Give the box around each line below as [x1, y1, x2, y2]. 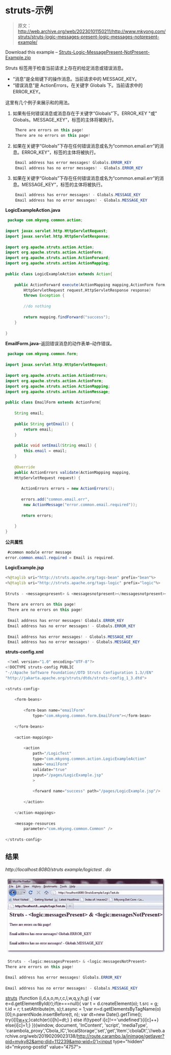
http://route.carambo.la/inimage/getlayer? [77, 1033, 164, 1039]
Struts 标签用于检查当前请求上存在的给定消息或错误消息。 [5, 65, 126, 71]
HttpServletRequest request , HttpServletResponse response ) [23, 287, 152, 293]
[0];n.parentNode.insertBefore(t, [5, 1011, 73, 1017]
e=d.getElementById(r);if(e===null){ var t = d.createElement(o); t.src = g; [5, 1000, 159, 1006]
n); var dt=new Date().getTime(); [74, 1011, 142, 1017]
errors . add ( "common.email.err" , [21, 497, 90, 502]
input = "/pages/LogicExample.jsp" [32, 772, 103, 778]
